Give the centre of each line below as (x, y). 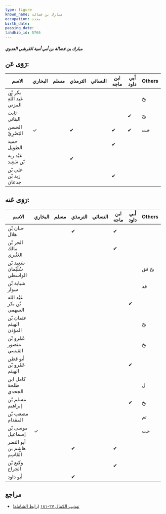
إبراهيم (15, 406)
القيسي (15, 351)
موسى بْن (18, 428)
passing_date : (20, 28)
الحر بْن (15, 242)
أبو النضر (17, 442)
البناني (14, 119)
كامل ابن (17, 379)
